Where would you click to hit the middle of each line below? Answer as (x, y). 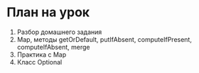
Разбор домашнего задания (59, 32)
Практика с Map (42, 55)
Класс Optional (39, 62)
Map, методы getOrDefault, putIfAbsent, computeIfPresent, (104, 39)
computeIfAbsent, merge (53, 47)
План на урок (48, 12)
